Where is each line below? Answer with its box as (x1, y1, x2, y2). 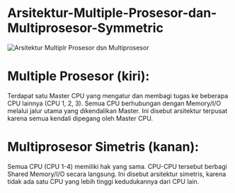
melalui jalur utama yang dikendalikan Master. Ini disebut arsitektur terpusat (7, 106, 228, 115)
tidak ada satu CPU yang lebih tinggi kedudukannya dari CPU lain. (7, 177, 200, 185)
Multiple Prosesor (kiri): (7, 69, 150, 84)
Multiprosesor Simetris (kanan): (7, 139, 200, 155)
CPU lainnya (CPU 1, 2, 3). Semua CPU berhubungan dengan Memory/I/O (7, 99, 222, 107)
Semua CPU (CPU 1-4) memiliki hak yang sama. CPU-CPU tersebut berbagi (7, 162, 228, 170)
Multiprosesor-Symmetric (7, 20, 164, 36)
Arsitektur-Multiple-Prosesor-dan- (7, 5, 217, 21)
